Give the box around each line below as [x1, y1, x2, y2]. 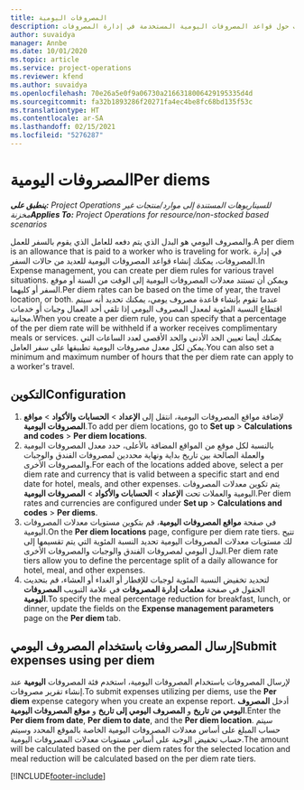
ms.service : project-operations [10, 64, 132, 73]
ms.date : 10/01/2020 [10, 47, 88, 56]
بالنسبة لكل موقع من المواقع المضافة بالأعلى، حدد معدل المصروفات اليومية [23, 440, 274, 451]
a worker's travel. [10, 360, 75, 371]
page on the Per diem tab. [23, 612, 121, 623]
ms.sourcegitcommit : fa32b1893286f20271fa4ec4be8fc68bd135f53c [10, 97, 253, 107]
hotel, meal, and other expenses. [23, 564, 145, 575]
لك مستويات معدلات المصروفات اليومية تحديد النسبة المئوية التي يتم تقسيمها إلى [23, 535, 292, 546]
